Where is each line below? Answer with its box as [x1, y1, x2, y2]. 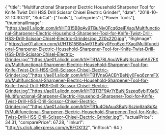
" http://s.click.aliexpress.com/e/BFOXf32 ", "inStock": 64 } [5, 125, 122, 130]
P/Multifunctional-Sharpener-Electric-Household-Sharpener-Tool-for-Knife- [5, 109, 159, 115]
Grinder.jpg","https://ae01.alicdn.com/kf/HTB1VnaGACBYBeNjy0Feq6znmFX [5, 72, 159, 78]
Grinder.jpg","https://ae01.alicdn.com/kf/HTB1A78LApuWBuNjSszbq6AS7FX [5, 57, 159, 62]
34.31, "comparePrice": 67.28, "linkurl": [5, 119, 84, 125]
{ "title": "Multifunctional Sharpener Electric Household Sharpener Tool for [5, 4, 156, 10]
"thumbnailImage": [5, 20, 43, 26]
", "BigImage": [124, 35, 153, 41]
